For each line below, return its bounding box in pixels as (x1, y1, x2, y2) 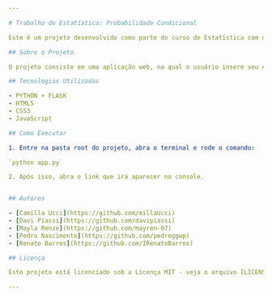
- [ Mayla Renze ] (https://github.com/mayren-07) (8, 224, 172, 232)
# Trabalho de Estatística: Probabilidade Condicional (8, 19, 198, 27)
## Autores (8, 195, 45, 203)
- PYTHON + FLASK (8, 92, 67, 100)
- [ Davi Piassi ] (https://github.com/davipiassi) (8, 217, 176, 225)
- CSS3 (8, 107, 31, 115)
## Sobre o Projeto (8, 48, 74, 57)
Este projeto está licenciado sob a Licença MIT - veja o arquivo (8, 269, 237, 277)
